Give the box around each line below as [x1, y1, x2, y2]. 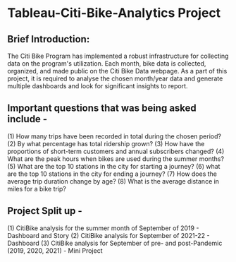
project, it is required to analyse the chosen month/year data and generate [7, 74, 223, 83]
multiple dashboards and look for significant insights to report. [7, 82, 188, 90]
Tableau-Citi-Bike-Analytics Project [7, 5, 221, 21]
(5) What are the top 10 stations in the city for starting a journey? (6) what [7, 162, 221, 170]
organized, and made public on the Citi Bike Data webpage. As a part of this [7, 67, 228, 75]
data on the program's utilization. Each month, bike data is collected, [7, 59, 206, 68]
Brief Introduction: [7, 33, 90, 45]
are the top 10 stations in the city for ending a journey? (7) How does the [7, 169, 217, 178]
